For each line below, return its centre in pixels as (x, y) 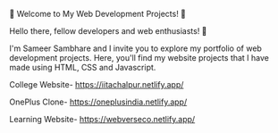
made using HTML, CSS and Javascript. (83, 67)
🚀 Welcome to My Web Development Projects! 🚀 (97, 14)
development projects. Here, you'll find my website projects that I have (139, 58)
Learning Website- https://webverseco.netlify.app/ (102, 119)
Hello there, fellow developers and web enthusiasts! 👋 (108, 31)
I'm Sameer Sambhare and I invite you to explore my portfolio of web (135, 48)
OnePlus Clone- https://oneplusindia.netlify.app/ (98, 102)
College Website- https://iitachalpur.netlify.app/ (97, 84)
